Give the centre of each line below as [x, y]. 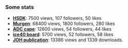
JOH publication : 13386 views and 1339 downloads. [68, 40]
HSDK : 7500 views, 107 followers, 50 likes [57, 18]
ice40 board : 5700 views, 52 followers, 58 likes [63, 35]
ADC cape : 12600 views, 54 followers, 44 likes [62, 29]
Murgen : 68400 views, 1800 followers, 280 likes [64, 23]
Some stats [20, 7]
